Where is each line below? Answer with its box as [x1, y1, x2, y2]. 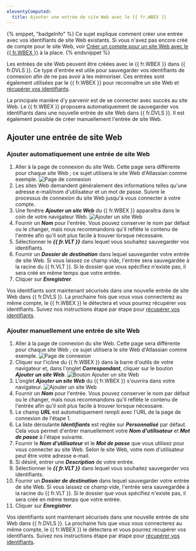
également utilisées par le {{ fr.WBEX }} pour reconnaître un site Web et [6, 79, 179, 86]
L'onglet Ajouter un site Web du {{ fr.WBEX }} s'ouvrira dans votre [15, 377, 176, 385]
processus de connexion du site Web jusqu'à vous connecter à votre [15, 194, 181, 201]
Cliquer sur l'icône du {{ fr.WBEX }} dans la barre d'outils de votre [15, 359, 174, 366]
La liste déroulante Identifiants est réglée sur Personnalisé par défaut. [15, 421, 187, 428]
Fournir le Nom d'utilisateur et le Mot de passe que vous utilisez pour [15, 440, 185, 447]
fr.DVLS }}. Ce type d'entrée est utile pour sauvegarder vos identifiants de [6, 66, 185, 73]
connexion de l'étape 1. [15, 415, 71, 422]
